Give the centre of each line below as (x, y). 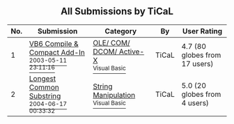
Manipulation (114, 95)
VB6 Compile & (54, 43)
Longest (42, 78)
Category (121, 31)
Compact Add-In (57, 52)
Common (44, 87)
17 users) (197, 63)
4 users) (195, 102)
